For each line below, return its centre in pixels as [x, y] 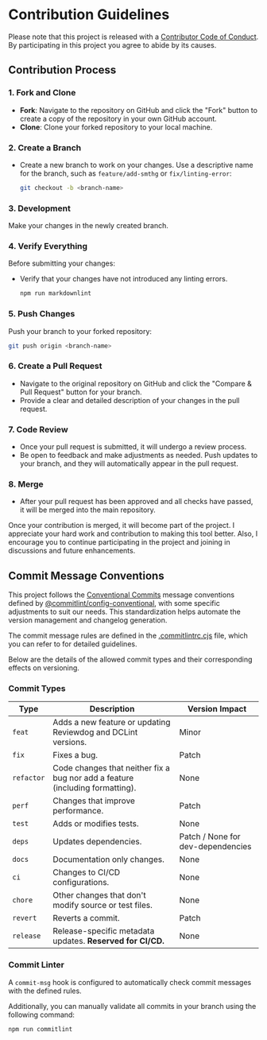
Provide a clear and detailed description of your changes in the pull [130, 400]
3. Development [40, 208]
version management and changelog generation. [88, 620]
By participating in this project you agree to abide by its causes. [112, 45]
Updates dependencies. [97, 842]
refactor [29, 778]
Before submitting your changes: [62, 263]
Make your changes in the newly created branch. [88, 226]
